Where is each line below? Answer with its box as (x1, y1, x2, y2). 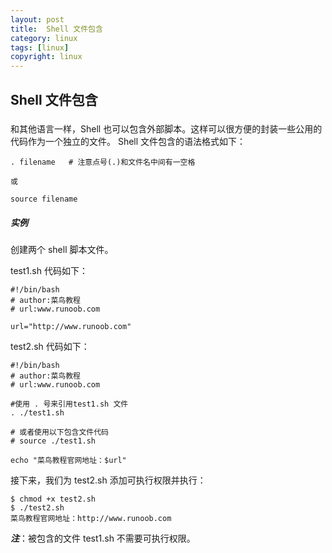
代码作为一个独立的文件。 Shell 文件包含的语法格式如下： (10, 136, 247, 148)
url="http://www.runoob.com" (10, 322, 132, 332)
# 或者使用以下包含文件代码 (10, 427, 110, 438)
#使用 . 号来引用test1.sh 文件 (10, 399, 129, 410)
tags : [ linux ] (10, 42, 70, 53)
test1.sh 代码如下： (10, 265, 88, 277)
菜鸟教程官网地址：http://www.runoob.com (10, 514, 172, 524)
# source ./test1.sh (10, 436, 97, 446)
